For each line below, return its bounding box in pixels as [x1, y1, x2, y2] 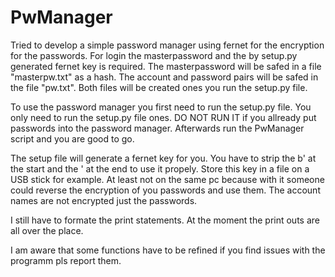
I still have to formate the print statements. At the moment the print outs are [10, 214, 320, 226]
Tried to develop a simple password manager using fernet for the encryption [10, 39, 325, 51]
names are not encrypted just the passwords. [10, 194, 198, 206]
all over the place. [10, 224, 84, 236]
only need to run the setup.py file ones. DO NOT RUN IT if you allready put [10, 111, 317, 123]
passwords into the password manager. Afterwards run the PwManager [10, 122, 305, 134]
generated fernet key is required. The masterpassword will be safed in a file [10, 60, 322, 72]
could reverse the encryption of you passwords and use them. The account [10, 184, 321, 196]
